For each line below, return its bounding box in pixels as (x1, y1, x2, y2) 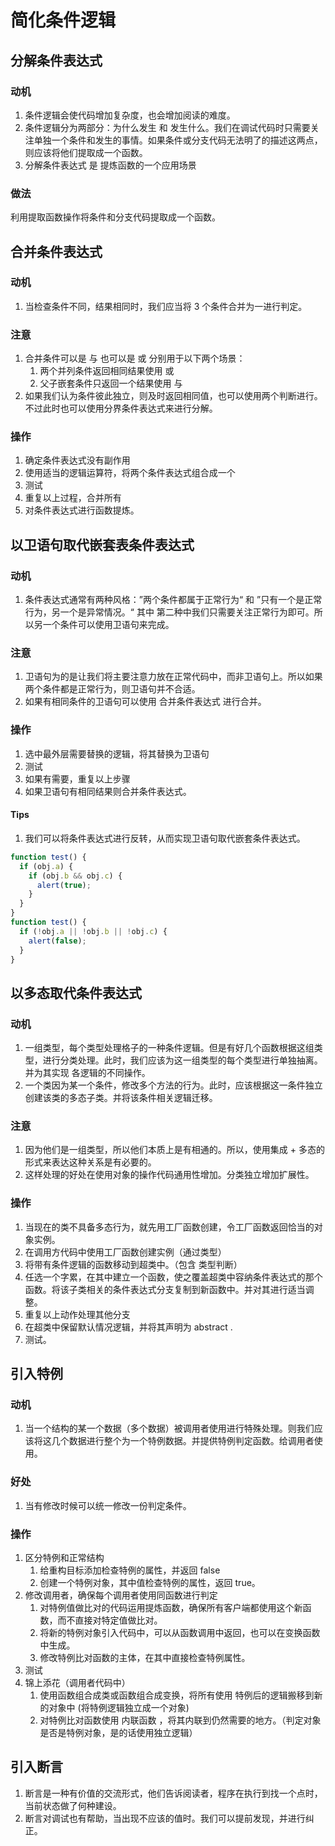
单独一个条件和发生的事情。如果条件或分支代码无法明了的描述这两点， (33, 134, 323, 146)
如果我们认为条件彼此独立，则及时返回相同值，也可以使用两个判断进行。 (24, 390, 323, 402)
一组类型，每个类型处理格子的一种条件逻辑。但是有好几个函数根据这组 (24, 1042, 315, 1054)
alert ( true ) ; (36, 880, 92, 890)
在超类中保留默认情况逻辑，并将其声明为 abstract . (24, 1321, 233, 1333)
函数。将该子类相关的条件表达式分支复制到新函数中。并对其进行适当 (24, 1283, 306, 1295)
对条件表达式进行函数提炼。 (24, 504, 140, 516)
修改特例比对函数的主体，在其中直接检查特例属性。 (39, 1652, 251, 1663)
